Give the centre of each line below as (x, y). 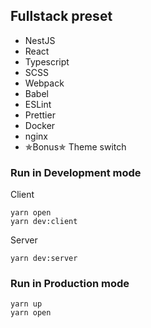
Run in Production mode (70, 284)
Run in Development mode (76, 172)
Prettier (40, 115)
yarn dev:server (44, 259)
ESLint (38, 104)
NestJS (40, 40)
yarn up (26, 304)
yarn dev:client (44, 222)
